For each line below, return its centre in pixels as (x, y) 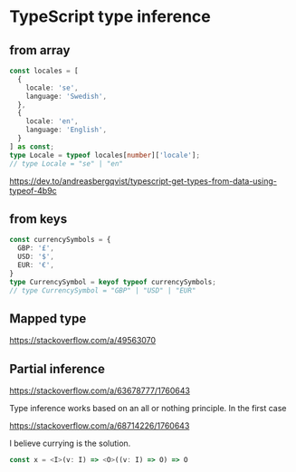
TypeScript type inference (110, 17)
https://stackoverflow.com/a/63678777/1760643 (100, 390)
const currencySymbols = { (60, 240)
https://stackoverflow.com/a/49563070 (83, 341)
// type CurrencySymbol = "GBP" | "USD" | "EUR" (103, 290)
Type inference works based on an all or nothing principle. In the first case (148, 409)
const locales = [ (44, 71)
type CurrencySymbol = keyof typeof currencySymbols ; (113, 282)
